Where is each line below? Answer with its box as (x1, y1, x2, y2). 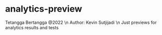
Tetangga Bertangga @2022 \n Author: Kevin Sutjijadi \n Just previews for (5, 19, 157, 25)
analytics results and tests (5, 24, 59, 30)
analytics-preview (5, 3, 82, 15)
